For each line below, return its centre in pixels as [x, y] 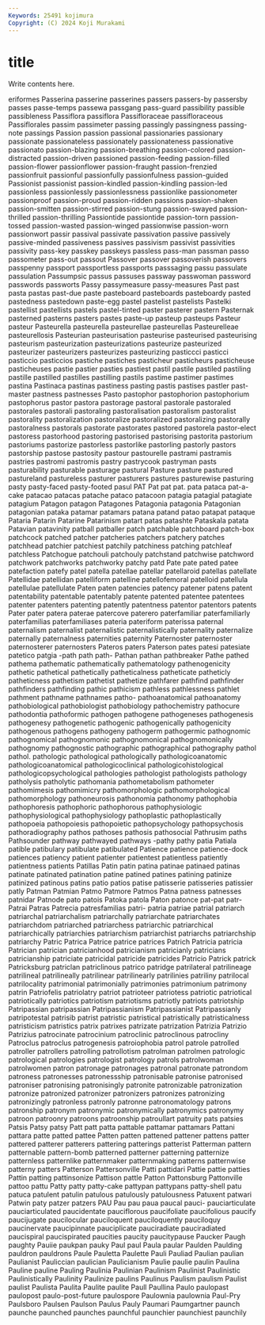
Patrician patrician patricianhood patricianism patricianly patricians [117, 950]
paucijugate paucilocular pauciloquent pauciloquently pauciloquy [115, 1220]
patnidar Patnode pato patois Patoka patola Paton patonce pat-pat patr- [125, 900]
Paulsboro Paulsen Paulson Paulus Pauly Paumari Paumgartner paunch [124, 1304]
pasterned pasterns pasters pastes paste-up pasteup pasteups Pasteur [125, 319]
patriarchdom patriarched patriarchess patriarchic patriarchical [111, 925]
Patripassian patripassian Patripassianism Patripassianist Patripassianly [125, 1009]
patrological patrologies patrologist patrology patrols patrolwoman [116, 1060]
